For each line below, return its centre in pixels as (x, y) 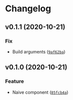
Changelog (28, 9)
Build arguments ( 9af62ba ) (39, 51)
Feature (15, 81)
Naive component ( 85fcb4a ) (40, 92)
